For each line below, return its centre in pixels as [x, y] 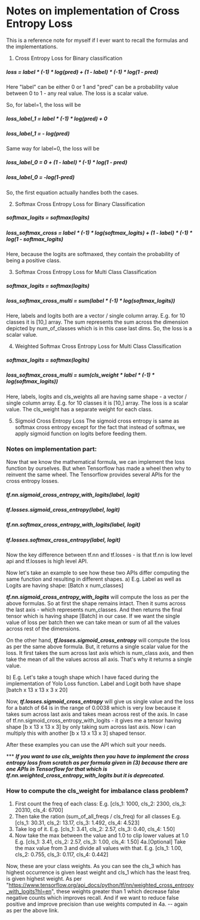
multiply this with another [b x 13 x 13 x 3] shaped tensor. [76, 733]
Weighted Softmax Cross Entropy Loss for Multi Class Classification [98, 346]
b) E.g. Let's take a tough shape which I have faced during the [83, 677]
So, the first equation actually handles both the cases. [73, 192]
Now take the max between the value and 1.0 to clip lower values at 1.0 [102, 836]
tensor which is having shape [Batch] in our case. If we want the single [93, 616]
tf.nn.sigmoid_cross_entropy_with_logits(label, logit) [73, 494]
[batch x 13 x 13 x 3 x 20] [37, 690]
